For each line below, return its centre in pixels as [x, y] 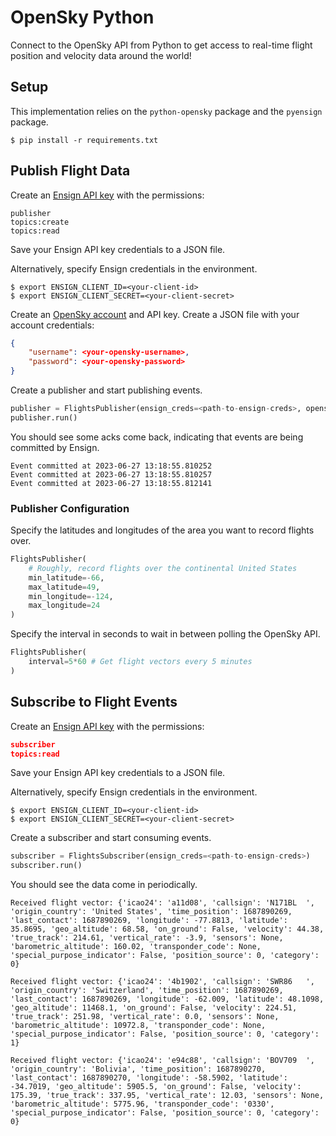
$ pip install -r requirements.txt [84, 140]
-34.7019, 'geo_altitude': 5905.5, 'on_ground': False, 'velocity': [156, 1087]
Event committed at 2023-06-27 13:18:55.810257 [111, 474]
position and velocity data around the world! [101, 55]
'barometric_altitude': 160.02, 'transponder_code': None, [136, 947]
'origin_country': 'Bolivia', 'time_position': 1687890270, [138, 1069]
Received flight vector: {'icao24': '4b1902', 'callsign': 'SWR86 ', [162, 982]
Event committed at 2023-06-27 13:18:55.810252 [111, 466]
